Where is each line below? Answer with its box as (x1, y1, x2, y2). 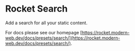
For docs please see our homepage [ (5, 29, 82, 35)
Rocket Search (5, 3, 68, 15)
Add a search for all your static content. (5, 20, 87, 26)
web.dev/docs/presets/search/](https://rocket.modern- (5, 35, 120, 41)
